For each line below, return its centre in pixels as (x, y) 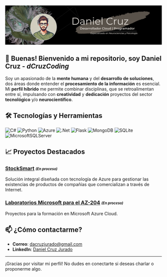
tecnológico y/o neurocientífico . (39, 99)
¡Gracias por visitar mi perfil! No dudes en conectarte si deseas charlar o (80, 264)
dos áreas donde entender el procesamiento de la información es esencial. (83, 84)
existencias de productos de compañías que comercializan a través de (77, 185)
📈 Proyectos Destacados (45, 152)
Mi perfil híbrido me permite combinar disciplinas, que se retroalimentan (80, 89)
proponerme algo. (24, 269)
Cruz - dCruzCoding (37, 66)
